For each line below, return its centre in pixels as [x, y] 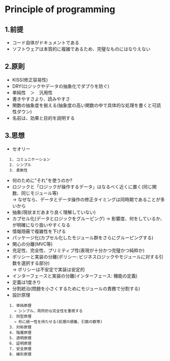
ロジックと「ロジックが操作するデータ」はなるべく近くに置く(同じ [82, 186]
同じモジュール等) [40, 193]
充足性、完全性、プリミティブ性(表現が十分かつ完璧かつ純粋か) [78, 250]
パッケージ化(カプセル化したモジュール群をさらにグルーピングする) [83, 237]
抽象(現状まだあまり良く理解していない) [54, 212]
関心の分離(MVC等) [32, 244]
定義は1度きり [26, 282]
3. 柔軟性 [19, 170]
